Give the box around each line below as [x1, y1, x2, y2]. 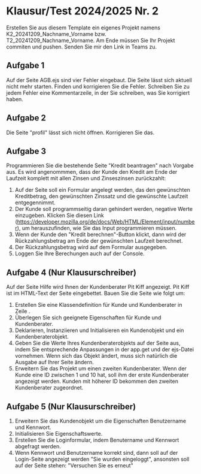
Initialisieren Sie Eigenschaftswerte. [14, 430, 103, 437]
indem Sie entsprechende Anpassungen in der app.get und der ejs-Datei [14, 346, 194, 353]
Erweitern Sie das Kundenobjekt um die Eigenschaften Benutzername [14, 418, 187, 424]
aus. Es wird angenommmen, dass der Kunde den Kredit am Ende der [6, 168, 178, 176]
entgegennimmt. [14, 199, 56, 206]
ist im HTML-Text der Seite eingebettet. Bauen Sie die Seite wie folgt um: [6, 289, 185, 297]
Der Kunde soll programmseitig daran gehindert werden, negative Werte [14, 206, 193, 213]
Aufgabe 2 [6, 113, 47, 123]
